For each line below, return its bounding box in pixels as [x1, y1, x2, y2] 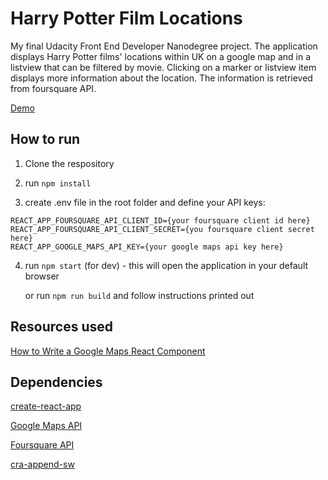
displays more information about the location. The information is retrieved [10, 72, 313, 84]
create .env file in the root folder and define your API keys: [24, 196, 266, 208]
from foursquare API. [10, 82, 97, 94]
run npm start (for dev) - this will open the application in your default [24, 259, 309, 271]
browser [24, 270, 60, 282]
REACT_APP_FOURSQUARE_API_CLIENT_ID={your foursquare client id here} [10, 215, 311, 226]
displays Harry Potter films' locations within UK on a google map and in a [10, 50, 312, 62]
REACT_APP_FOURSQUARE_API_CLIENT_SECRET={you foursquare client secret [10, 224, 315, 234]
